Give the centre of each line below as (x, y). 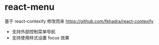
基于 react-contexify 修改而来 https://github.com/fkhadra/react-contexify (79, 21)
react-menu (30, 7)
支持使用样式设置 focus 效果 (41, 38)
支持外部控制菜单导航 (33, 31)
